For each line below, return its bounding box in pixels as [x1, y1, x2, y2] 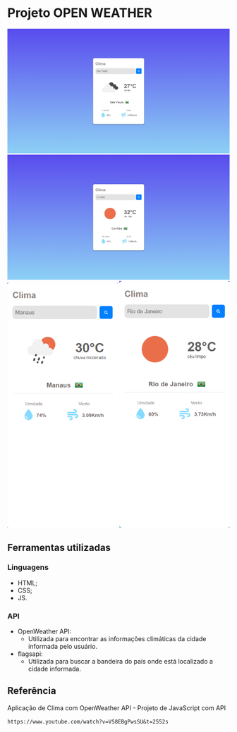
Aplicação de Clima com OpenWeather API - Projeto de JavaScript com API [7, 703, 226, 712]
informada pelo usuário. [28, 643, 97, 651]
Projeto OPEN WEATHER [7, 5, 153, 21]
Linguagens [7, 562, 49, 572]
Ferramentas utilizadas [7, 541, 111, 554]
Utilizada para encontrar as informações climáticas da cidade [28, 635, 207, 643]
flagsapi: [17, 650, 44, 658]
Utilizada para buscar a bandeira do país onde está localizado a [28, 657, 214, 666]
